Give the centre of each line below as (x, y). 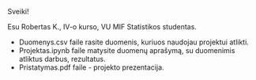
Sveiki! (18, 11)
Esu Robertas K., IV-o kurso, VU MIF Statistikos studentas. (102, 27)
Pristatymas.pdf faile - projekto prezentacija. (91, 67)
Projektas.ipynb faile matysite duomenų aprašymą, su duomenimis (127, 50)
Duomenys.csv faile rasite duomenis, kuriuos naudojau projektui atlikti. (134, 42)
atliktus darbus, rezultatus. (62, 59)
